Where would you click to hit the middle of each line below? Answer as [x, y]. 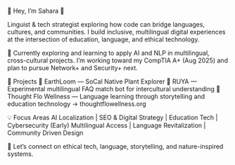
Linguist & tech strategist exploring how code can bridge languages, [106, 24]
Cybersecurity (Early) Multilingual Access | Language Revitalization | [107, 125]
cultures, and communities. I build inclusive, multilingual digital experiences [116, 32]
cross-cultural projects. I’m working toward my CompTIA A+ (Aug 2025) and [118, 60]
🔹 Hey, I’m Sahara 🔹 [36, 11]
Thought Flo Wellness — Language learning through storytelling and [106, 96]
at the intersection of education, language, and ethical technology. [103, 39]
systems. [20, 154]
